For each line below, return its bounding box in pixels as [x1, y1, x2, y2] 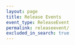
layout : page [6, 8, 38, 15]
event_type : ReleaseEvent [6, 19, 69, 25]
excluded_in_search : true [6, 30, 69, 36]
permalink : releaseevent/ [6, 25, 69, 31]
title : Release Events [6, 14, 62, 20]
